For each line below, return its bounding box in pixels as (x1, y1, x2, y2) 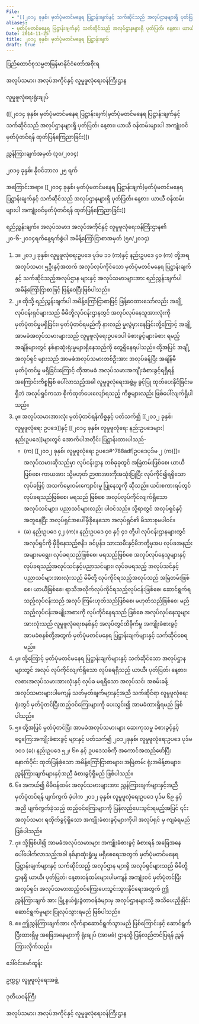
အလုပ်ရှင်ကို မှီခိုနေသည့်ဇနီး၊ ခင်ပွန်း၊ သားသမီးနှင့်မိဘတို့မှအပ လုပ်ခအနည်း (23, 539, 193, 546)
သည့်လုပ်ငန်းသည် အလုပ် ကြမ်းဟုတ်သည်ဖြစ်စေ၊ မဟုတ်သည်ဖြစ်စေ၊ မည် (23, 597, 190, 604)
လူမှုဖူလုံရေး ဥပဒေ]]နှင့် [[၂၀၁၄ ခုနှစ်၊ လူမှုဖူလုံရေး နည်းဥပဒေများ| (14, 424, 165, 431)
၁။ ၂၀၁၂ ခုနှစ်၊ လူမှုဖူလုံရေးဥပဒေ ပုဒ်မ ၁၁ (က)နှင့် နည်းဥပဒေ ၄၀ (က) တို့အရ (14, 251, 190, 259)
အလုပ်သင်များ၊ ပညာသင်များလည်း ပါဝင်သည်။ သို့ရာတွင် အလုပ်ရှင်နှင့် (23, 505, 182, 512)
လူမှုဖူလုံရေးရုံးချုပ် (6, 93, 49, 100)
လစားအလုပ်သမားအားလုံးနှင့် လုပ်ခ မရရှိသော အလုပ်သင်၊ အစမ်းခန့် (14, 677, 168, 684)
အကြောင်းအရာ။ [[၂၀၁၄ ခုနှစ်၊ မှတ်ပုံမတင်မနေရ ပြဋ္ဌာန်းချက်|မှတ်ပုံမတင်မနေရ (6, 183, 184, 190)
